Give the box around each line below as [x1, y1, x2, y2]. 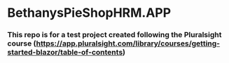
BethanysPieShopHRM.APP [7, 5, 172, 21]
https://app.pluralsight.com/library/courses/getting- [36, 38, 221, 48]
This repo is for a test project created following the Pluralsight [7, 30, 222, 40]
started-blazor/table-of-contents [7, 48, 123, 57]
